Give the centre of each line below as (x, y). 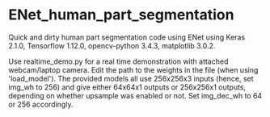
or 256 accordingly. (41, 104)
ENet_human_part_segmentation (121, 15)
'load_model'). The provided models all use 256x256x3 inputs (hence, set (131, 78)
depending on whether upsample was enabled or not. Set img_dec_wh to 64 (135, 95)
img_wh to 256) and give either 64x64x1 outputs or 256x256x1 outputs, (127, 87)
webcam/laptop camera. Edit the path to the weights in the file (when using (133, 69)
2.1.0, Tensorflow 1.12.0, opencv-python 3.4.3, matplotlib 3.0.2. (112, 45)
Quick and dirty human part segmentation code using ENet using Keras (127, 37)
